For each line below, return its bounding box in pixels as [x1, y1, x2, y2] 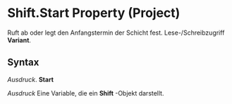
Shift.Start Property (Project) [7, 5, 181, 21]
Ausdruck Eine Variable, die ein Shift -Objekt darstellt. [7, 88, 164, 97]
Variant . [7, 35, 32, 44]
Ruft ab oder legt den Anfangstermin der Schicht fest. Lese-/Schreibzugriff [7, 28, 225, 37]
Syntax [7, 57, 39, 69]
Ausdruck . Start [7, 75, 54, 83]
